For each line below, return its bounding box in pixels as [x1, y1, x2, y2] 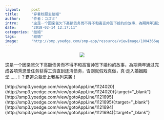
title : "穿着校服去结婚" [5, 12, 61, 17]
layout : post [5, 7, 41, 12]
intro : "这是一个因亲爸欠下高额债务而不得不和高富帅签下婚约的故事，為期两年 [5, 20, 154, 26]
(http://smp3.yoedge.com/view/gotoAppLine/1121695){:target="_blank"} [5, 99, 150, 105]
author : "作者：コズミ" [5, 16, 58, 21]
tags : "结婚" [5, 34, 43, 39]
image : [5, 39, 19, 44]
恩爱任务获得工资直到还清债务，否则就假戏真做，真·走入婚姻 [21, 68, 143, 73]
